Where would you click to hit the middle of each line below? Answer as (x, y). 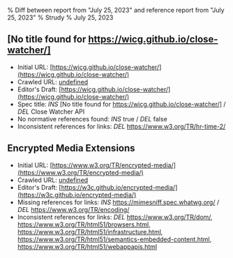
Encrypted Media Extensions (71, 148)
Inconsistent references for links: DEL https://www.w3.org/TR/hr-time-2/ (121, 126)
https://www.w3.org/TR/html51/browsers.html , (84, 224)
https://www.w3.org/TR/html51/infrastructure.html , (90, 232)
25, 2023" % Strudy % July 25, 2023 (60, 17)
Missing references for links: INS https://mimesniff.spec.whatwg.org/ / (118, 202)
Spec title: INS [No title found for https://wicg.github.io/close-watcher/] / (121, 104)
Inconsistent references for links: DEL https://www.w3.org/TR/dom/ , (115, 217)
